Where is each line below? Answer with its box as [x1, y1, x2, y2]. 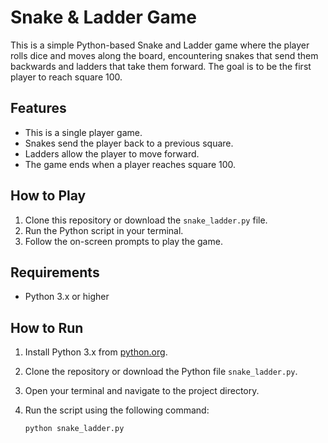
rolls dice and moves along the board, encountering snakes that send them [10, 49, 319, 61]
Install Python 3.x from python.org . [24, 346, 168, 358]
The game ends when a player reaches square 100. [24, 158, 237, 170]
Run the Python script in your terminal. [24, 224, 184, 236]
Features [10, 100, 67, 117]
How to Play [10, 187, 87, 205]
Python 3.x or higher [24, 291, 110, 303]
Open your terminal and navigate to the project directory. [24, 385, 260, 397]
